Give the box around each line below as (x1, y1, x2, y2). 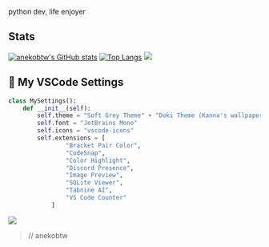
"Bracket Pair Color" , (65, 141, 142, 149)
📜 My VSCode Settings (8, 75, 124, 89)
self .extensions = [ (37, 134, 106, 142)
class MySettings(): (8, 96, 78, 105)
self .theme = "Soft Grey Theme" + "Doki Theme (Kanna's (37, 111, 227, 119)
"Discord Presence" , (65, 164, 134, 172)
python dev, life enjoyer (8, 7, 86, 16)
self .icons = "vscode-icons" (37, 127, 134, 135)
